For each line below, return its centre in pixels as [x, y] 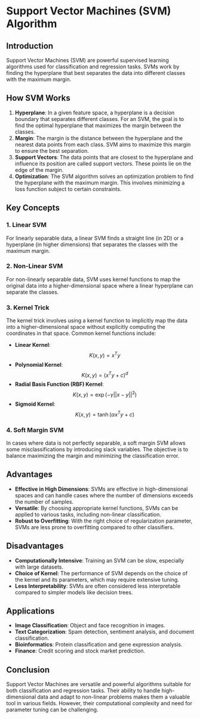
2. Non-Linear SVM [35, 266]
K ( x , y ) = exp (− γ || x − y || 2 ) [105, 394]
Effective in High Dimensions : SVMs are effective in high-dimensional [101, 489]
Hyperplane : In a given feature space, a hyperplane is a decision [95, 113]
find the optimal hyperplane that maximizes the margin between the [98, 125]
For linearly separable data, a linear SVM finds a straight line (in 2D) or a [95, 238]
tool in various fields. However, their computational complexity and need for [99, 703]
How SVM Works [38, 98]
